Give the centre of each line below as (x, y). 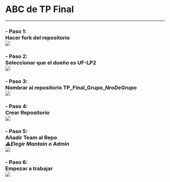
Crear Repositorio (27, 112)
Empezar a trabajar (29, 169)
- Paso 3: (16, 81)
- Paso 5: (16, 131)
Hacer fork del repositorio (37, 37)
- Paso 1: (16, 31)
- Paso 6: (16, 162)
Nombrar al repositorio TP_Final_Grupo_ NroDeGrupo (71, 87)
